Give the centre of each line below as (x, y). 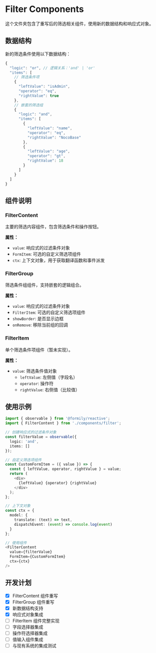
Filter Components (45, 9)
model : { (19, 515)
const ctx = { (20, 511)
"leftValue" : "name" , (50, 128)
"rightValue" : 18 (45, 161)
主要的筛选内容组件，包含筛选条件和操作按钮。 (53, 227)
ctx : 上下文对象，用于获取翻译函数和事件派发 (59, 260)
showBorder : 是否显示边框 (38, 319)
